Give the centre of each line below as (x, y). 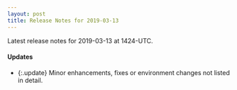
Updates (20, 57)
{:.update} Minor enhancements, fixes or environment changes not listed (124, 72)
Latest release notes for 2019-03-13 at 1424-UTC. (81, 40)
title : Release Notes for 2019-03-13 (63, 21)
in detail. (30, 80)
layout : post (27, 14)
